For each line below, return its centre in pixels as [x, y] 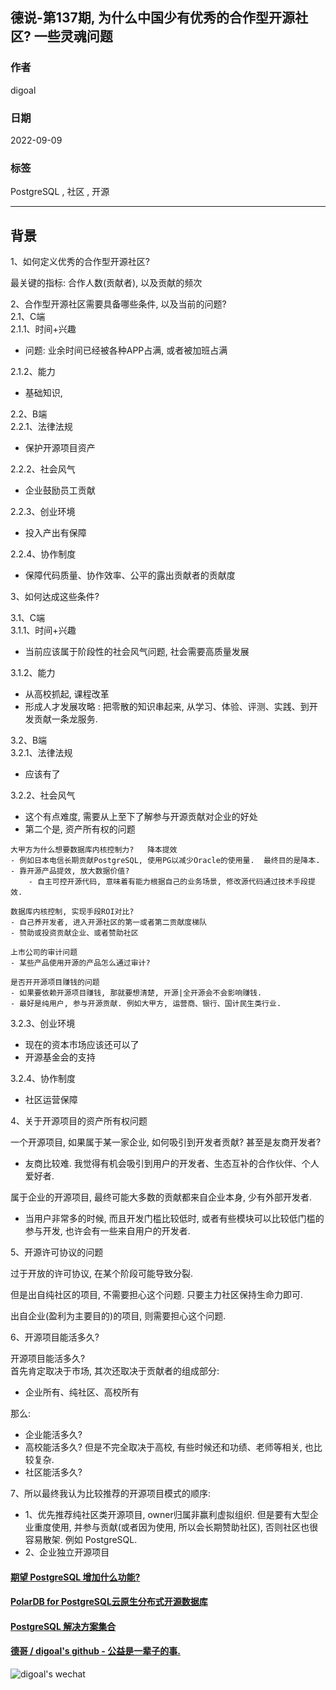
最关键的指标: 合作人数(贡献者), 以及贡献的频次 [106, 283]
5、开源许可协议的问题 [57, 1252]
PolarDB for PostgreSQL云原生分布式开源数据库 [109, 1602]
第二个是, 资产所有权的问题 [80, 829]
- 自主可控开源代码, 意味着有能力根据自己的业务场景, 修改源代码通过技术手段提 [172, 882]
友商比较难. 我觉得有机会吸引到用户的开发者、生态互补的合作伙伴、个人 [172, 1164]
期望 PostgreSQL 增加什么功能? [75, 1577]
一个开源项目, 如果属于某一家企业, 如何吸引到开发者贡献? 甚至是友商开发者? [166, 1142]
